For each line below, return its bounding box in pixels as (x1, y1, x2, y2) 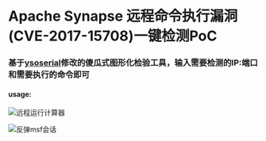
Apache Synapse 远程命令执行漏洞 (8, 7, 238, 25)
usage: (8, 89, 32, 99)
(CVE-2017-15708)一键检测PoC (8, 27, 218, 45)
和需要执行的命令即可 (8, 69, 90, 80)
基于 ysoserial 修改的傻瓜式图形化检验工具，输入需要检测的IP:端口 (8, 57, 258, 68)
